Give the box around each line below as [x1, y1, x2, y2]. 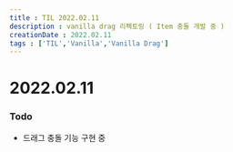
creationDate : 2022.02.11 [9, 30, 112, 39]
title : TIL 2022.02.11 [9, 13, 100, 23]
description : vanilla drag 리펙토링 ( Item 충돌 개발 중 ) [9, 22, 225, 31]
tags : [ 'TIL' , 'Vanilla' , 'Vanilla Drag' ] [9, 38, 169, 48]
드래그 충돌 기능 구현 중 [22, 132, 106, 143]
